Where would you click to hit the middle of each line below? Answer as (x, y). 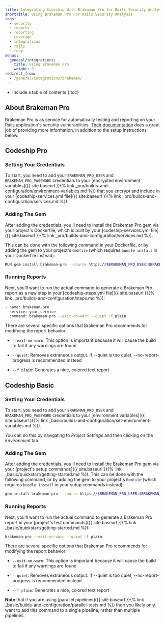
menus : (12, 55)
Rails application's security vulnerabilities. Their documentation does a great (82, 125)
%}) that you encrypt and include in (124, 191)
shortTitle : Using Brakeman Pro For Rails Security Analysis (69, 14)
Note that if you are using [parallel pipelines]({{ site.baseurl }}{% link (75, 600)
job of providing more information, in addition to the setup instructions (76, 130)
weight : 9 (24, 69)
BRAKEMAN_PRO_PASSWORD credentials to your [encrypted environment (73, 180)
